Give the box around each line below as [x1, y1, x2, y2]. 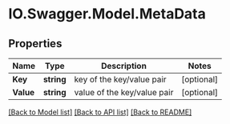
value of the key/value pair [74, 87, 174, 98]
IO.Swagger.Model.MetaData [8, 5, 207, 23]
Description [101, 61, 147, 71]
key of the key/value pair [74, 74, 167, 85]
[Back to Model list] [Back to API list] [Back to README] [8, 107, 192, 117]
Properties [8, 37, 63, 50]
